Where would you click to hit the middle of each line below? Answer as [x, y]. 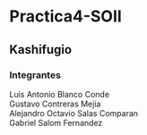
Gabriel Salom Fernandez [56, 122]
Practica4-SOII [66, 17]
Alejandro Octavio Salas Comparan [74, 113]
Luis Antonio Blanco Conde [60, 94]
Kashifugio [41, 50]
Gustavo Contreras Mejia [55, 104]
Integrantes [35, 75]
